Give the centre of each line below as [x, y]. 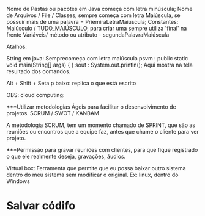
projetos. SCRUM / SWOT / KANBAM [53, 113]
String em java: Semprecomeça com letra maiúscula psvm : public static [97, 58]
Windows [18, 181]
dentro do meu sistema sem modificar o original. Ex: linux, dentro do [92, 175]
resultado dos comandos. [39, 71]
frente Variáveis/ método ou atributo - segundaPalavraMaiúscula [88, 35]
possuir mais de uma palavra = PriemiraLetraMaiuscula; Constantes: [92, 22]
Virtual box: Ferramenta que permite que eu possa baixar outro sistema [96, 168]
